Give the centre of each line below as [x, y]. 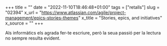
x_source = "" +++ [24, 23]
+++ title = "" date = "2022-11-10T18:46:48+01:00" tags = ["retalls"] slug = [82, 7]
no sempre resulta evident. [33, 38]
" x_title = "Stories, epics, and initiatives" [120, 18]
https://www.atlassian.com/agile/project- [84, 12]
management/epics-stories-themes [42, 18]
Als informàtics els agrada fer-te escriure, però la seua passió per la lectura [83, 33]
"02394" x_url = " [23, 12]
